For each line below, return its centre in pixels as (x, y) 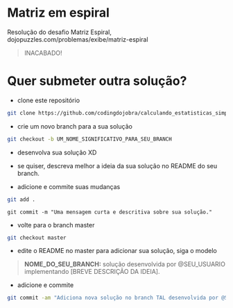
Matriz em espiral (58, 13)
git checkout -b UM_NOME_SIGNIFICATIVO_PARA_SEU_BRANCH (89, 139)
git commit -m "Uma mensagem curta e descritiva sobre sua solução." (110, 212)
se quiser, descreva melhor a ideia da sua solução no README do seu (117, 165)
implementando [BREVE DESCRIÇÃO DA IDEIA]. (92, 272)
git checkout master (37, 238)
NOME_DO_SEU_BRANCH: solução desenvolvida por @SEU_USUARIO (124, 264)
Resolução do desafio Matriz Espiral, (60, 32)
